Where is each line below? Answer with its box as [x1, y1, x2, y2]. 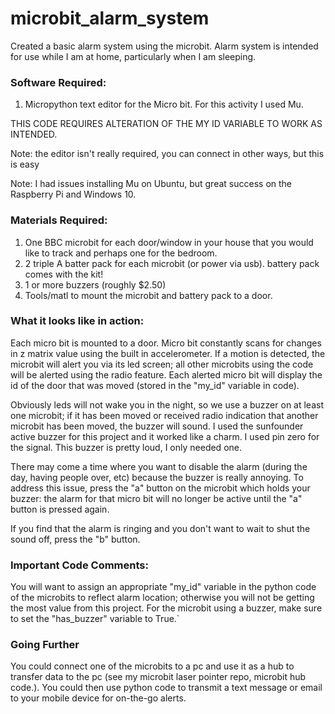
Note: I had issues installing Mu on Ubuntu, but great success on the [10, 178, 293, 190]
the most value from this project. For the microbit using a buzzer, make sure [10, 602, 323, 614]
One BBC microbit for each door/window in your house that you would [24, 236, 314, 248]
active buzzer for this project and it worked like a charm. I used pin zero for [10, 430, 320, 442]
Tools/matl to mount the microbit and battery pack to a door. [24, 289, 273, 301]
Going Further [10, 638, 80, 652]
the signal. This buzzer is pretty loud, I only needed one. [10, 441, 242, 453]
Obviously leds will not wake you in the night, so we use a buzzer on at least [10, 398, 324, 411]
